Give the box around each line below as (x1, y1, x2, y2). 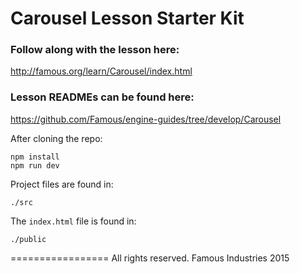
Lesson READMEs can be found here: (10, 90, 195, 104)
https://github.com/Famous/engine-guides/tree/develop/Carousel (10, 113, 282, 125)
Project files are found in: (10, 178, 114, 190)
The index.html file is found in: (10, 215, 137, 227)
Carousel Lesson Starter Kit (10, 7, 245, 30)
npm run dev (10, 160, 60, 171)
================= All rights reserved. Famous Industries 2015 (10, 252, 290, 264)
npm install (10, 152, 60, 162)
